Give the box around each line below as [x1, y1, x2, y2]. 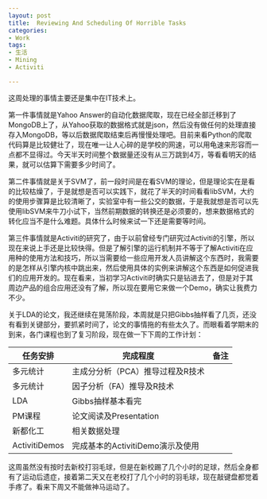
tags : [8, 41, 26, 49]
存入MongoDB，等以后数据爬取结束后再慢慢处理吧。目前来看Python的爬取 [8, 130, 253, 139]
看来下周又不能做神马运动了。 [35, 482, 133, 491]
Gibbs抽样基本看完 [72, 395, 142, 406]
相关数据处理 [72, 425, 121, 436]
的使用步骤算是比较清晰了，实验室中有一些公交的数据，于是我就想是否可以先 [8, 196, 259, 206]
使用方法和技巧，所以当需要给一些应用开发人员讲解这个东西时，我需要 [29, 253, 259, 262]
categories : [8, 26, 48, 34]
